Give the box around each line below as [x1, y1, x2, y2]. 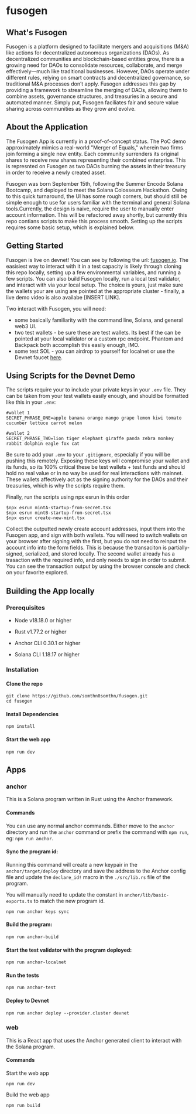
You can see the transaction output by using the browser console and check [6, 563, 190, 570]
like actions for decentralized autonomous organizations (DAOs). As [6, 49, 170, 56]
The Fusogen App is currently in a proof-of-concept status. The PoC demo [6, 138, 186, 145]
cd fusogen [6, 699, 33, 704]
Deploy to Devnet [6, 997, 49, 1004]
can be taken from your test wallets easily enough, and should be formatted [6, 393, 189, 400]
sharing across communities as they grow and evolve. [6, 105, 136, 112]
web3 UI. [14, 322, 37, 329]
